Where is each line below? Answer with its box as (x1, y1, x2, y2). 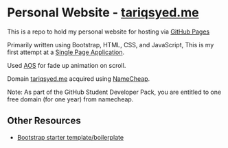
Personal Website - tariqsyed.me (7, 5, 199, 21)
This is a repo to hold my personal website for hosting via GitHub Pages (7, 27, 210, 36)
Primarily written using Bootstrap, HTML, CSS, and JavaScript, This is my (7, 40, 214, 49)
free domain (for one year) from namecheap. (7, 95, 134, 103)
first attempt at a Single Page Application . (7, 48, 125, 56)
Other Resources (7, 115, 81, 127)
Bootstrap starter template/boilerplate (16, 133, 124, 141)
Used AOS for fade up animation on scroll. (7, 61, 126, 69)
